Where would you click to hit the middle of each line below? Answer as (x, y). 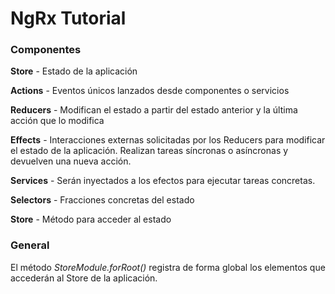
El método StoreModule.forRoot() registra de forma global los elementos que (168, 267)
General (30, 245)
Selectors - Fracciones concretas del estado (102, 200)
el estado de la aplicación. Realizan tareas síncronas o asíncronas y (149, 151)
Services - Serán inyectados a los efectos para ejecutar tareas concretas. (163, 181)
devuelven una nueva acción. (71, 161)
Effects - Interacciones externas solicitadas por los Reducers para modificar (168, 140)
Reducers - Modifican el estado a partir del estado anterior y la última (154, 110)
